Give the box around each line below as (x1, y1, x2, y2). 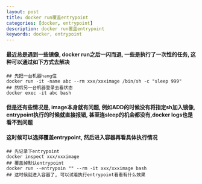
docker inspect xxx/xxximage (6, 154, 80, 160)
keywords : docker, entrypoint (6, 31, 83, 37)
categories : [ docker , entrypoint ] (6, 20, 93, 26)
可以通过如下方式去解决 (11, 58, 70, 65)
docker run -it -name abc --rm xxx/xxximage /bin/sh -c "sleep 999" (6, 78, 182, 84)
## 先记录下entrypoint (6, 148, 60, 154)
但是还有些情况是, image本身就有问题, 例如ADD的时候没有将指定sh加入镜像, (6, 103, 195, 110)
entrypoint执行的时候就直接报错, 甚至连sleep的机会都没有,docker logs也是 (6, 111, 193, 118)
